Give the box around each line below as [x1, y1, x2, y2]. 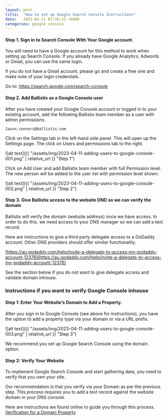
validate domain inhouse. [5, 274, 57, 281]
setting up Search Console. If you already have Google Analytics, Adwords [5, 53, 159, 59]
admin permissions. [5, 116, 46, 123]
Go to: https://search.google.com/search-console [5, 83, 108, 89]
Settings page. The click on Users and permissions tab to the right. [5, 140, 143, 146]
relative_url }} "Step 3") [28, 331, 77, 337]
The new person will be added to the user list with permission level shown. [5, 170, 159, 176]
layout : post [5, 7, 33, 13]
